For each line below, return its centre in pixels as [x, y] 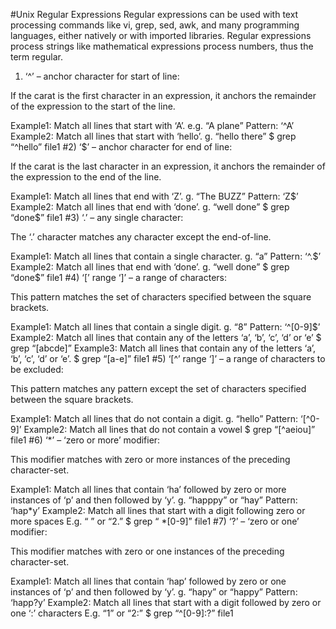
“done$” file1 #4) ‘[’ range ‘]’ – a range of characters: [119, 277]
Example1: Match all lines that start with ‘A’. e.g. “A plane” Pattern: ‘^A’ [152, 125]
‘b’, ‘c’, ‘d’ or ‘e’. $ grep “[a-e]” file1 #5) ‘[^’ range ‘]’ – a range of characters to [168, 358]
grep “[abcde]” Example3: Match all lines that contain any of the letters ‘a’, [163, 348]
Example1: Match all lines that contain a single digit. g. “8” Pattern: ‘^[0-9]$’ [165, 327]
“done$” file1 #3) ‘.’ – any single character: [97, 217]
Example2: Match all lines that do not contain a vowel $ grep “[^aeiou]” [169, 429]
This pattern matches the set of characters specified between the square [161, 297]
